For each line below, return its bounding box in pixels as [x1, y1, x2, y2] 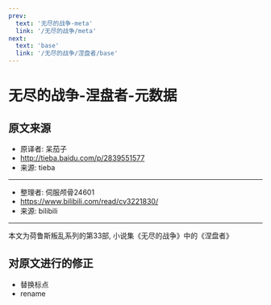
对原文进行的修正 [8, 257, 94, 270]
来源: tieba [19, 163, 56, 172]
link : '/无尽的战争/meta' [15, 27, 97, 35]
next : [8, 34, 27, 43]
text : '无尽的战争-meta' [15, 19, 93, 27]
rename [19, 288, 46, 299]
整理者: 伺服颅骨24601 [19, 187, 95, 197]
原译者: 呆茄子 [19, 144, 67, 153]
